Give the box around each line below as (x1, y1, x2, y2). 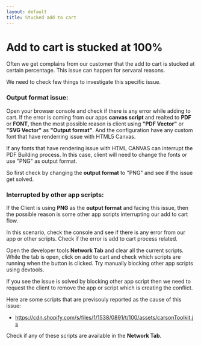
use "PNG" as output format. (6, 157, 77, 165)
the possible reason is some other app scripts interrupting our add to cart (6, 210, 188, 218)
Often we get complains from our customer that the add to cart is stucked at (6, 60, 195, 68)
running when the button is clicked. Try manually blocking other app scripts (6, 260, 194, 267)
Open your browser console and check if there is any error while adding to (6, 107, 191, 115)
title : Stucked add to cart (6, 14, 77, 21)
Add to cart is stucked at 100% (6, 40, 163, 54)
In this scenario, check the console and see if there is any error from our (6, 229, 185, 236)
